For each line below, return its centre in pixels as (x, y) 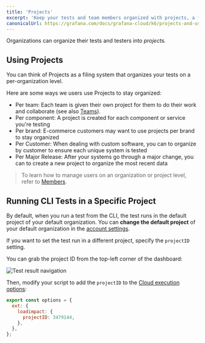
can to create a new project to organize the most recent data (91, 163)
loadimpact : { (35, 312)
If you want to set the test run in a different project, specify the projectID (98, 240)
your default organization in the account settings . (68, 229)
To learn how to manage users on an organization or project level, (104, 175)
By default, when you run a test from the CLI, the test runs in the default (97, 216)
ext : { (20, 306)
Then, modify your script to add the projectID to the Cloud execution (93, 282)
